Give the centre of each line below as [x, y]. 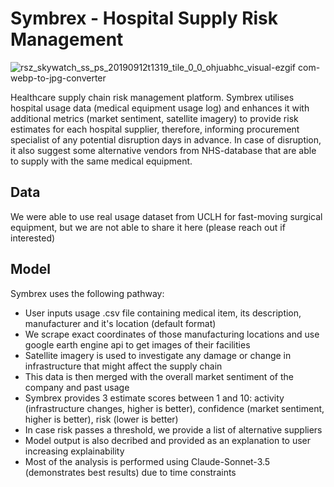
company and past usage [77, 387]
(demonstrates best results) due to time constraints [130, 472]
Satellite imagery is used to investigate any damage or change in [158, 355]
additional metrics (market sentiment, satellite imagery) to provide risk [154, 118]
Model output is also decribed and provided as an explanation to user [168, 440]
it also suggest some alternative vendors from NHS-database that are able [163, 150]
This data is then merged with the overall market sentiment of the [159, 376]
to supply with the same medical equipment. [101, 161]
